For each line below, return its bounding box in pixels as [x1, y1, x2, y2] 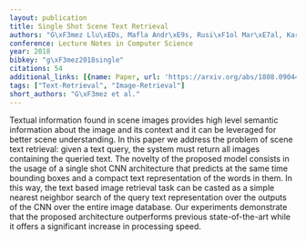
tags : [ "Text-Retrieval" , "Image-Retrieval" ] [9, 81, 185, 90]
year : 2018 [9, 47, 51, 56]
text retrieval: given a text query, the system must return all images [9, 143, 260, 155]
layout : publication [9, 13, 88, 23]
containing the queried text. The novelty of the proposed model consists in [9, 153, 290, 164]
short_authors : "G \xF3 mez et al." [9, 89, 141, 98]
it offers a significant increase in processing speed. [9, 220, 202, 232]
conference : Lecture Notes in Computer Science [9, 38, 194, 48]
